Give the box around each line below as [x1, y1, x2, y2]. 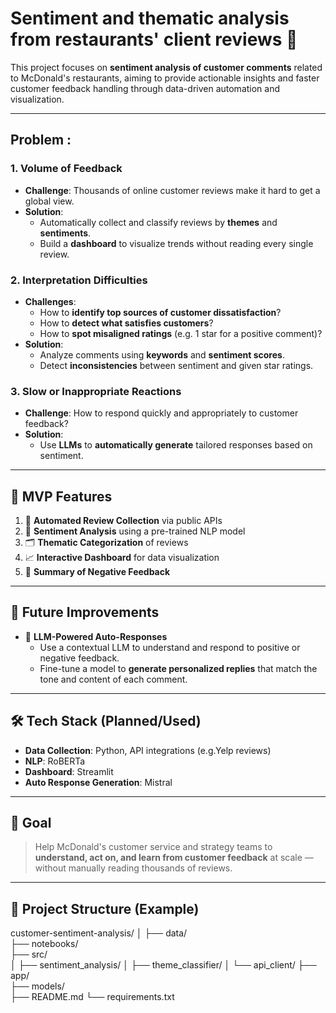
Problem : [10, 132, 72, 149]
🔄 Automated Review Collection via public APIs [24, 515, 223, 527]
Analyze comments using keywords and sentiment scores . [39, 348, 285, 361]
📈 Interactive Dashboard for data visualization [24, 552, 220, 564]
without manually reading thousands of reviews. [34, 862, 233, 874]
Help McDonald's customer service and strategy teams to [34, 841, 273, 853]
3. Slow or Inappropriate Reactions [10, 384, 182, 398]
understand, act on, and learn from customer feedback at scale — [34, 852, 314, 864]
